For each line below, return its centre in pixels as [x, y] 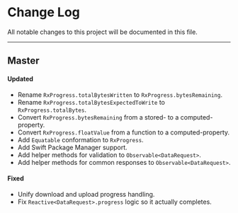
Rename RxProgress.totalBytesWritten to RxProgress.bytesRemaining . [120, 94]
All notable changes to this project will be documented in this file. [103, 32]
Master [24, 61]
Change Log [44, 12]
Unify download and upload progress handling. [86, 194]
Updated [21, 79]
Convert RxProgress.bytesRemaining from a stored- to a [98, 117]
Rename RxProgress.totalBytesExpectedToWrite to [91, 102]
